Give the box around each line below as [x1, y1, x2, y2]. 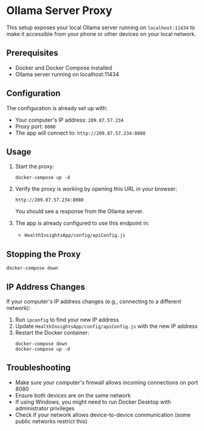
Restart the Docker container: [15, 329, 90, 336]
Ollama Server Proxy [6, 4, 113, 18]
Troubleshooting [6, 363, 71, 373]
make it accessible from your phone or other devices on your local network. [6, 30, 197, 37]
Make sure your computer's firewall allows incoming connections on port [15, 379, 199, 386]
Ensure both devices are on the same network [15, 391, 131, 399]
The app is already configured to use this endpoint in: [15, 220, 150, 227]
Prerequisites [6, 48, 58, 58]
